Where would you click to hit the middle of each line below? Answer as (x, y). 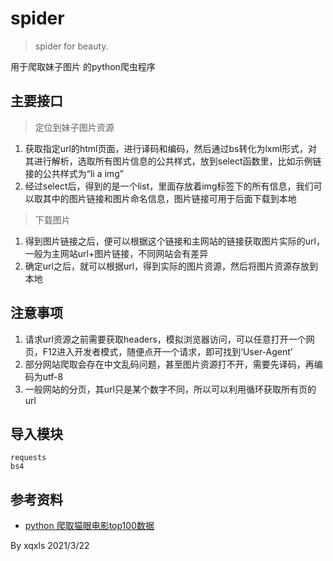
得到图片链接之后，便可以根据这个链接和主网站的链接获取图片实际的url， (174, 241)
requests (28, 458)
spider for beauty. (71, 46)
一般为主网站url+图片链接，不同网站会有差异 (116, 253)
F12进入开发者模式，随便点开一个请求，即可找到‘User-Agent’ (167, 351)
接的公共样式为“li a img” (74, 173)
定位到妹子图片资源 (74, 127)
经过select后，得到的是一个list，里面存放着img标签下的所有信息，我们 (169, 186)
